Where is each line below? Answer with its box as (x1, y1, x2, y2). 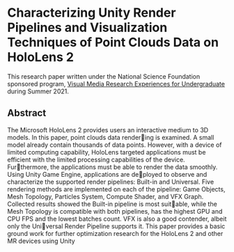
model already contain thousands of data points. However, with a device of (7, 141, 222, 149)
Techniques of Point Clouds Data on (7, 35, 219, 50)
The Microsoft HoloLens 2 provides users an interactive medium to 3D (7, 125, 209, 134)
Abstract (7, 107, 47, 119)
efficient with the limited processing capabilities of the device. (7, 155, 186, 164)
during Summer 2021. (7, 87, 70, 95)
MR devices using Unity (7, 237, 75, 245)
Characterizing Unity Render (7, 5, 176, 21)
